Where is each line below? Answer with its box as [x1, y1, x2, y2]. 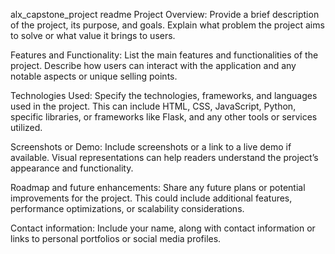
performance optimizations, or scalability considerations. [10, 203, 245, 214]
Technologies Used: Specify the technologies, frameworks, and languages [10, 90, 318, 101]
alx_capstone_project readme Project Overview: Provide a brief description [10, 9, 320, 20]
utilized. [10, 122, 43, 133]
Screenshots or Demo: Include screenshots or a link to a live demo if [10, 141, 292, 153]
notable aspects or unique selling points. [10, 70, 178, 82]
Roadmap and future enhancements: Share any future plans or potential [10, 182, 306, 193]
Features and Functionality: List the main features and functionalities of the [10, 49, 319, 61]
